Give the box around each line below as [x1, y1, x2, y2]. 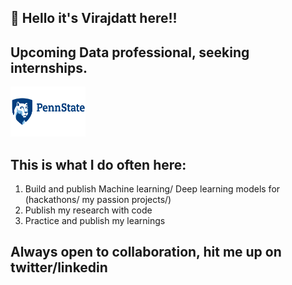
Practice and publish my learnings [24, 215, 166, 227]
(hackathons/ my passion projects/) [24, 194, 172, 206]
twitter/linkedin [10, 259, 108, 276]
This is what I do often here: [10, 156, 187, 173]
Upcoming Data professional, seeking [10, 44, 250, 61]
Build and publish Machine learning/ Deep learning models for [24, 183, 281, 195]
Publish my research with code [24, 204, 153, 216]
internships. [10, 59, 88, 76]
